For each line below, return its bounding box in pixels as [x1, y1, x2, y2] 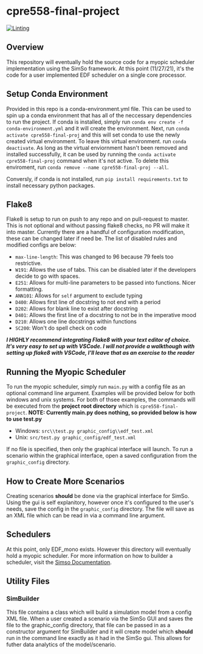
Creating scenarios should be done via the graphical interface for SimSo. [6, 492, 190, 499]
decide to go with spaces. [15, 272, 80, 280]
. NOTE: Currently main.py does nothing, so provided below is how [25, 409, 197, 416]
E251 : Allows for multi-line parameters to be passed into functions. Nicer [15, 279, 196, 286]
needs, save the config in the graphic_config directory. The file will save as [6, 505, 194, 513]
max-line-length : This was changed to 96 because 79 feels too [15, 253, 174, 260]
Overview [6, 42, 44, 52]
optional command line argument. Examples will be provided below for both [6, 389, 196, 397]
